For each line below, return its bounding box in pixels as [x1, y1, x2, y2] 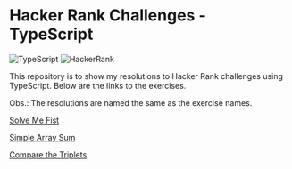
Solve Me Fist [9, 115, 60, 125]
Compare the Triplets [9, 149, 88, 160]
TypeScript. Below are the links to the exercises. [9, 80, 187, 91]
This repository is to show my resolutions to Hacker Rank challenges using [9, 70, 284, 81]
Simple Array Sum [9, 132, 76, 142]
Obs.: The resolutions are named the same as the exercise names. [9, 97, 253, 108]
